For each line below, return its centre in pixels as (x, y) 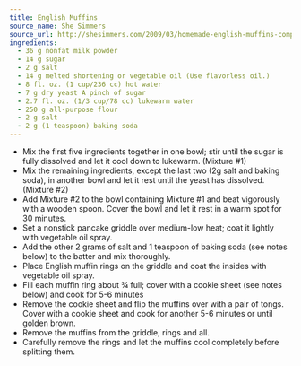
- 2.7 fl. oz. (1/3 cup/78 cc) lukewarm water (106, 101)
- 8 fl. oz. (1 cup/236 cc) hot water (90, 84)
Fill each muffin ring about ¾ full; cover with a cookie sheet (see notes (152, 285)
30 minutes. (44, 218)
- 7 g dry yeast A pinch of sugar (82, 92)
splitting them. (49, 352)
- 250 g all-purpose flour (68, 109)
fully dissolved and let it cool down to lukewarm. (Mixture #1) (134, 161)
